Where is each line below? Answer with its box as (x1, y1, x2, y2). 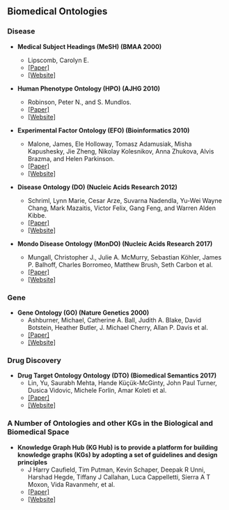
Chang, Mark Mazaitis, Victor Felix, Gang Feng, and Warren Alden (27, 204, 216, 212)
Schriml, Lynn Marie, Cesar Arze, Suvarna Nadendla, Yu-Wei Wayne (27, 196, 223, 204)
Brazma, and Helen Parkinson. (27, 154, 115, 163)
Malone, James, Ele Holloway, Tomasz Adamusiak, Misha (27, 140, 192, 148)
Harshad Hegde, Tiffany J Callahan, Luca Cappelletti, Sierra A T (27, 472, 211, 481)
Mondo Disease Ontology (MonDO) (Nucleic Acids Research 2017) (17, 239, 213, 248)
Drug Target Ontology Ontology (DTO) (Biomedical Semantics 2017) (17, 371, 217, 380)
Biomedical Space (7, 427, 70, 437)
